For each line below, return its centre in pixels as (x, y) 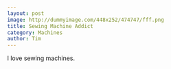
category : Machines (35, 32)
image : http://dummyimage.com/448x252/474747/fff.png (86, 20)
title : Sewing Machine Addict (50, 26)
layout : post (26, 13)
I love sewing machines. (41, 58)
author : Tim (24, 39)
